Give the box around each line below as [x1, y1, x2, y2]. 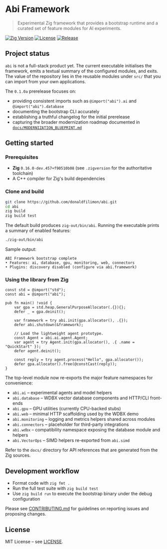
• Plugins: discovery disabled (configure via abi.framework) [5, 265, 137, 270]
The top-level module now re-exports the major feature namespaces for [5, 375, 153, 381]
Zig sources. [5, 452, 31, 458]
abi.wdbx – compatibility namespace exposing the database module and [12, 427, 161, 433]
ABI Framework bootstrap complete [5, 256, 77, 261]
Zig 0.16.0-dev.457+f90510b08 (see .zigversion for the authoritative [12, 165, 152, 171]
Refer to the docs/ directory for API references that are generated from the [5, 447, 158, 453]
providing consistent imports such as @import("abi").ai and [12, 98, 137, 104]
